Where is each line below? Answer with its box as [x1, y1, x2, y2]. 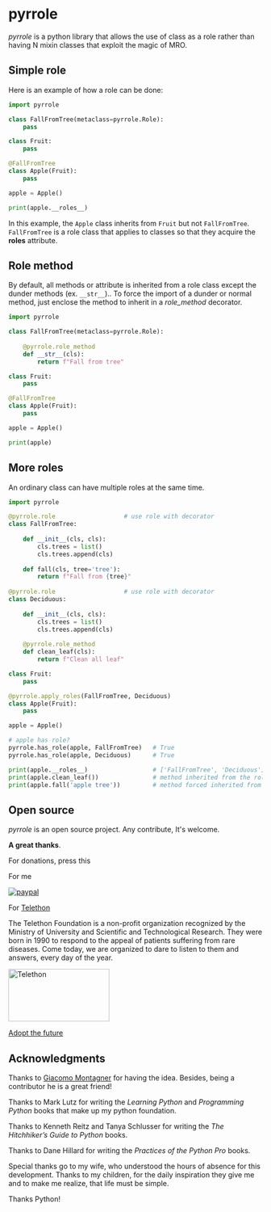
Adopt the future [8, 1028, 64, 1038]
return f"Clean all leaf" [37, 655, 125, 663]
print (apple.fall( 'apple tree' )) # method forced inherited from [8, 781, 262, 789]
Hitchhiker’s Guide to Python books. [8, 1130, 128, 1139]
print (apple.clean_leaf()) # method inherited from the [8, 773, 251, 781]
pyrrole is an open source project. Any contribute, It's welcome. [8, 825, 220, 835]
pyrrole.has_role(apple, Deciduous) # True [8, 751, 175, 760]
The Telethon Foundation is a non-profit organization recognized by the [8, 919, 246, 928]
